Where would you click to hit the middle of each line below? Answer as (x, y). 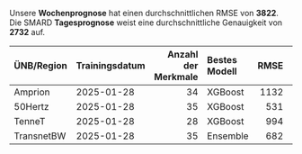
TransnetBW (40, 136)
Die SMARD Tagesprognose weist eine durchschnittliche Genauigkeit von (146, 23)
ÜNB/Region (40, 65)
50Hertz (31, 107)
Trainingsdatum (111, 65)
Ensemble (227, 136)
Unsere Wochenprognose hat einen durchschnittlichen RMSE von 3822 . (144, 13)
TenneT (30, 121)
